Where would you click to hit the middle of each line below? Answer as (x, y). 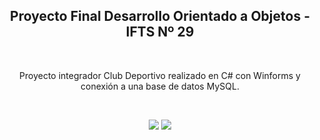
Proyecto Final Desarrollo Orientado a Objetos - (160, 16)
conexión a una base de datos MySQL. (160, 86)
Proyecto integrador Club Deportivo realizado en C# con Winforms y (160, 75)
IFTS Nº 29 (160, 32)
